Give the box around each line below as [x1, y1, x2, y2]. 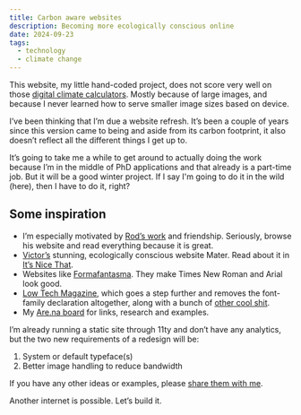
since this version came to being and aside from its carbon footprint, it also [9, 125, 287, 135]
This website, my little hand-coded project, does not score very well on [9, 80, 272, 90]
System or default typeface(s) [21, 350, 133, 361]
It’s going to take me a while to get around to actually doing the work [9, 152, 262, 162]
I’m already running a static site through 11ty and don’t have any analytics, [9, 324, 282, 334]
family [21, 297, 46, 307]
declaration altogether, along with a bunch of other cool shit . [47, 297, 271, 307]
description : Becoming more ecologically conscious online [9, 22, 235, 30]
